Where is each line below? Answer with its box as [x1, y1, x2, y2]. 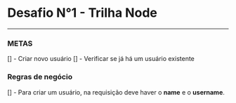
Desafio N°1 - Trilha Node [7, 5, 158, 21]
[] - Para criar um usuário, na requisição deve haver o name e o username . [7, 88, 225, 96]
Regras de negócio [7, 72, 72, 82]
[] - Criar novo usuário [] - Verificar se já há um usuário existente [7, 55, 195, 63]
